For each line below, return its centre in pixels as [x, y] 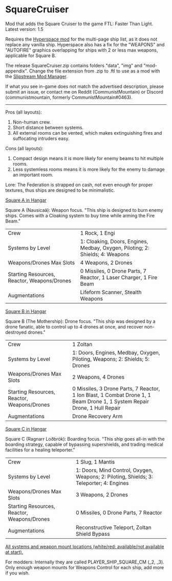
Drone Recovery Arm [98, 416]
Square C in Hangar [26, 429]
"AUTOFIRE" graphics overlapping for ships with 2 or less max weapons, [82, 50]
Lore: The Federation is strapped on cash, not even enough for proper [79, 185]
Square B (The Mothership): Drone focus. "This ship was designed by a [80, 321]
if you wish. [17, 573]
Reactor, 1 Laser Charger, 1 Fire [119, 277]
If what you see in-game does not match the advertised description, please [84, 86]
